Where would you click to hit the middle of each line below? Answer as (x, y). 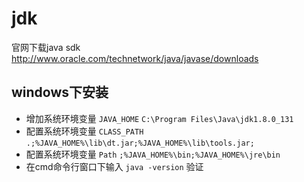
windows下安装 (60, 92)
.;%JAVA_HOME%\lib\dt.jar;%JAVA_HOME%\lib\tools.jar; (140, 143)
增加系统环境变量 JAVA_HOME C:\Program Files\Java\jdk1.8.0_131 (159, 118)
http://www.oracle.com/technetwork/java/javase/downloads (135, 58)
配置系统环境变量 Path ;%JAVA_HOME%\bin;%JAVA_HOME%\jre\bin (153, 154)
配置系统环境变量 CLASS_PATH (84, 131)
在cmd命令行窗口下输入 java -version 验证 (114, 166)
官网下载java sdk (46, 47)
